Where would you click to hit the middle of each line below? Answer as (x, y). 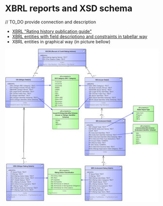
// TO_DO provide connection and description (51, 22)
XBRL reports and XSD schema (69, 9)
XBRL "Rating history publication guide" (52, 31)
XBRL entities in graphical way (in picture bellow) (61, 41)
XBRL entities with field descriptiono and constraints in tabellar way (80, 36)
